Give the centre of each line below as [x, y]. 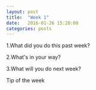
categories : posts [29, 28]
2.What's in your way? [33, 57]
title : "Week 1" [28, 17]
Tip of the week [25, 80]
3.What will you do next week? [44, 69]
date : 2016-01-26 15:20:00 [42, 23]
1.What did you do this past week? [48, 46]
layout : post [22, 12]
